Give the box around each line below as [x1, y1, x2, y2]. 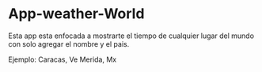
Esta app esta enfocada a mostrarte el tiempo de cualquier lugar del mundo [8, 31, 255, 40]
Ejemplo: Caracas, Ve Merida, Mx [8, 55, 117, 64]
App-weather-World [8, 5, 145, 23]
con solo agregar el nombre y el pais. [8, 39, 130, 48]
